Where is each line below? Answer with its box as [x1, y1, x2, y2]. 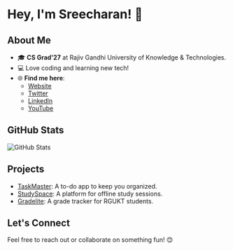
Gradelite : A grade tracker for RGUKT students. [17, 196, 154, 205]
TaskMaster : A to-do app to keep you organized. [17, 182, 157, 190]
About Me [7, 34, 51, 46]
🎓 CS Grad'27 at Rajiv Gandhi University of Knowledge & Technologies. [17, 53, 227, 62]
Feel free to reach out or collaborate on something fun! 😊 [7, 236, 174, 244]
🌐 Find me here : [17, 74, 65, 82]
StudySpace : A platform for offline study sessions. [17, 189, 163, 198]
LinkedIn [27, 97, 53, 104]
